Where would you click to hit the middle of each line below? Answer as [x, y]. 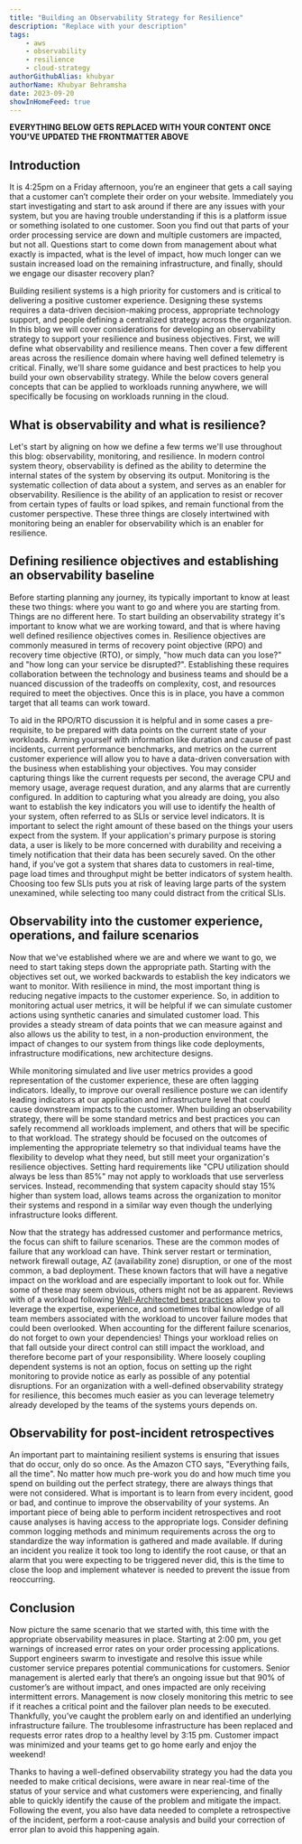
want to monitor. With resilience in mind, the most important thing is [135, 986]
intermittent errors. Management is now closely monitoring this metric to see [151, 1697]
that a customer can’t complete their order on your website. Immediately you [151, 197]
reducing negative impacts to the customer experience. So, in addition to [144, 995]
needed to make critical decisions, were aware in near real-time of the [140, 1782]
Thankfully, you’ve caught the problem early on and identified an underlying [150, 1716]
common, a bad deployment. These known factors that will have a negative [149, 1271]
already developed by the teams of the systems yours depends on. [133, 1404]
